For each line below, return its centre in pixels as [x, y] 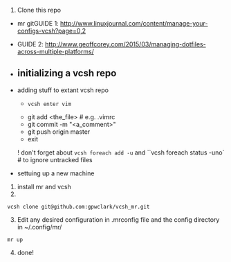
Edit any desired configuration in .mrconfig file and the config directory [118, 219]
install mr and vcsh [44, 186]
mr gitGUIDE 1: [38, 23]
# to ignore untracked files [55, 159]
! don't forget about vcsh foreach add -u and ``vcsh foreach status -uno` [121, 152]
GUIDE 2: [30, 44]
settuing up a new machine [56, 173]
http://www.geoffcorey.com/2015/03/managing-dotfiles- [125, 44]
